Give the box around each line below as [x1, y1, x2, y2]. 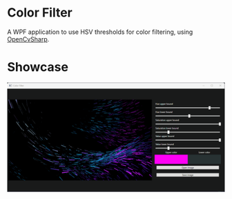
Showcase [7, 59, 69, 75]
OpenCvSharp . [7, 35, 50, 43]
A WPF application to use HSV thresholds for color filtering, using [7, 28, 193, 36]
